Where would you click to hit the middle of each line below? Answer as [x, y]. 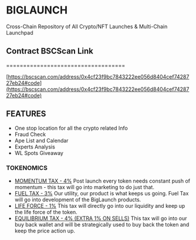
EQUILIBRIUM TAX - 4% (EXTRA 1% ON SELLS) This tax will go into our [101, 218]
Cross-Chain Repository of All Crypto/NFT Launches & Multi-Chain [87, 26]
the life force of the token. [46, 212]
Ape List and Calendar [41, 140]
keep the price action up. [45, 231]
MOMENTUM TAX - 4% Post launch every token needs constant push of [102, 181]
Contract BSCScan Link [50, 51]
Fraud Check [30, 134]
